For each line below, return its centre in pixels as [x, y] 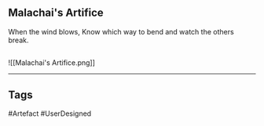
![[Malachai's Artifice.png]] [52, 63]
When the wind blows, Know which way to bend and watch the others [121, 31]
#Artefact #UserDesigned [50, 113]
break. [18, 40]
